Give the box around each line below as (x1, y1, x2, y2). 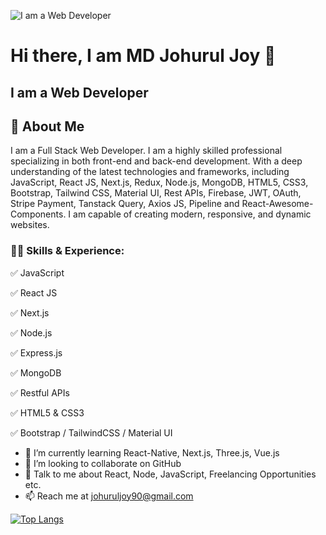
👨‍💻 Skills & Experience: (10, 244, 125, 258)
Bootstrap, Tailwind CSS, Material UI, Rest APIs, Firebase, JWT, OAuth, (10, 187, 302, 199)
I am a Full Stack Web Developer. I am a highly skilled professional (10, 145, 283, 157)
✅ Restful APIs (10, 386, 70, 399)
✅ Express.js (10, 346, 63, 359)
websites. (10, 219, 50, 231)
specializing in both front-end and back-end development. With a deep (10, 155, 303, 167)
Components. (10, 208, 67, 220)
